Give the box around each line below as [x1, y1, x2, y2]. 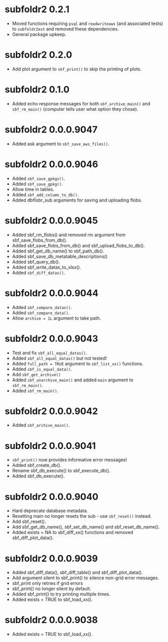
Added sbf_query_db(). [12, 259, 60, 265]
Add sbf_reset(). [12, 518, 46, 525]
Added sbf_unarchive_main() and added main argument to [12, 377, 134, 383]
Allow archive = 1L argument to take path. [12, 315, 101, 321]
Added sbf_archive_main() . [12, 422, 70, 428]
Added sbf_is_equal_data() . [12, 366, 72, 372]
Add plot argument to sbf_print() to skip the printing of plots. [12, 66, 142, 72]
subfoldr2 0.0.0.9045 [5, 215, 98, 226]
